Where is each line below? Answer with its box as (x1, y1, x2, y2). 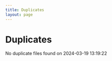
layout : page (5, 12, 33, 17)
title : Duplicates (5, 7, 44, 13)
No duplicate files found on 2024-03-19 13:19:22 (5, 50, 107, 56)
